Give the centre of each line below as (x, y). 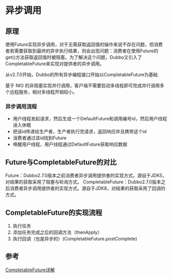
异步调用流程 (21, 106)
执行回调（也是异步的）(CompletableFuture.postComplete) (75, 238)
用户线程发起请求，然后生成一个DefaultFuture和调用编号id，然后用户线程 (90, 119)
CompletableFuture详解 (30, 270)
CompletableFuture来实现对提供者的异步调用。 (55, 64)
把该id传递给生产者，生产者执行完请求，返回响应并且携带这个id (80, 132)
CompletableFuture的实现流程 (54, 212)
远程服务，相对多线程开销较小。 (43, 92)
